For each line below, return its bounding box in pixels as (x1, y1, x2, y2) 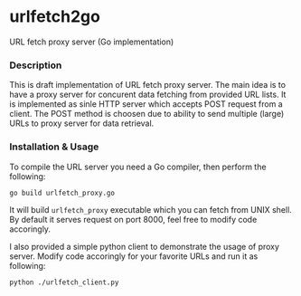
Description (9, 59, 62, 72)
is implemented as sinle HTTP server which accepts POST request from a (9, 99, 283, 110)
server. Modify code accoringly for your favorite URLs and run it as (9, 251, 259, 262)
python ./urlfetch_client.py (9, 278, 119, 287)
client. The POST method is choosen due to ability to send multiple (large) (9, 109, 285, 119)
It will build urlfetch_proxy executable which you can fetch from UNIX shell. (9, 204, 292, 215)
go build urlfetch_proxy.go (9, 188, 116, 197)
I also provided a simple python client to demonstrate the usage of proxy (9, 241, 280, 252)
